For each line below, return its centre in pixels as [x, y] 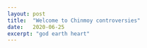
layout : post [27, 14]
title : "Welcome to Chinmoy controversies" [74, 20]
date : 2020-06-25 [36, 27]
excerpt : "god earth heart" [49, 34]
